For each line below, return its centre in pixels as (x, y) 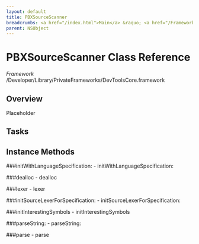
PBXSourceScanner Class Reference (98, 57)
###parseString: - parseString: (44, 223)
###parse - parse (28, 235)
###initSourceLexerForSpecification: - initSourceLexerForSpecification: (93, 200)
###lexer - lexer (26, 189)
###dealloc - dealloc (32, 178)
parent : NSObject (28, 28)
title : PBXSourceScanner (37, 17)
